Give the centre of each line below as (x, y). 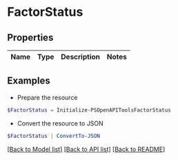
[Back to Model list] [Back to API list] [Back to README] (86, 149)
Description (80, 57)
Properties (30, 38)
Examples (29, 81)
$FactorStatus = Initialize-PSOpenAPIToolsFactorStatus (89, 110)
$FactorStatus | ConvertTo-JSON (53, 136)
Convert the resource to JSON (60, 123)
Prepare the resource (47, 97)
